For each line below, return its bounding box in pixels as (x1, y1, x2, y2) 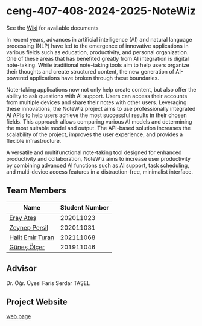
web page (6, 313, 31, 320)
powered (6, 74, 28, 81)
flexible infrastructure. (6, 137, 62, 144)
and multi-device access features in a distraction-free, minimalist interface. (6, 168, 194, 175)
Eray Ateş (9, 213, 37, 222)
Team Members (6, 186, 66, 196)
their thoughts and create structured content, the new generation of (6, 67, 175, 75)
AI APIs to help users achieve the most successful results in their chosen (6, 111, 187, 119)
